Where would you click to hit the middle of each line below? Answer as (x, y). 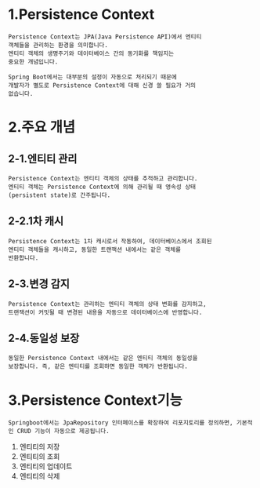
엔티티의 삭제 (40, 476)
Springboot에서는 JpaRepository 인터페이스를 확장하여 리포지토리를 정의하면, (121, 423)
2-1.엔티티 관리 (43, 158)
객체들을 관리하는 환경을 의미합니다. (58, 45)
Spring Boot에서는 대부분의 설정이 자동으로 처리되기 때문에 (93, 77)
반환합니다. (23, 258)
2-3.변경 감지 (39, 284)
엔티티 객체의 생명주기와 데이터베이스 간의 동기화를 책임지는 (91, 53)
